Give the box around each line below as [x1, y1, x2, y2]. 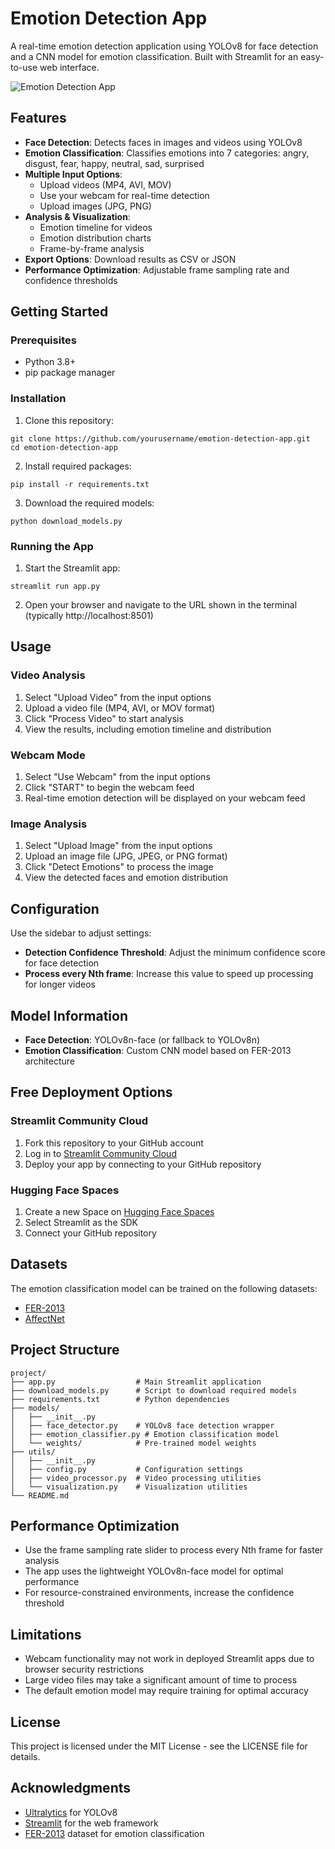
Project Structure [10, 1342, 120, 1359]
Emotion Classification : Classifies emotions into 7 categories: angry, [24, 147, 310, 159]
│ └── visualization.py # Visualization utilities [10, 1482, 248, 1492]
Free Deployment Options [10, 1084, 173, 1101]
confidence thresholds [24, 274, 118, 286]
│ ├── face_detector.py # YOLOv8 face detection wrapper [10, 1420, 275, 1431]
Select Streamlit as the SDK [24, 1216, 138, 1228]
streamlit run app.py [10, 582, 101, 592]
